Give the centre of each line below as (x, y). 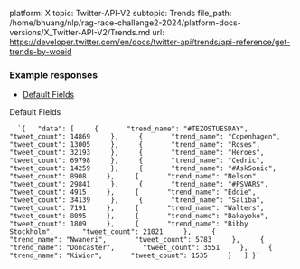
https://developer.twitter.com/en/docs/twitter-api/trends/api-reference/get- (150, 42)
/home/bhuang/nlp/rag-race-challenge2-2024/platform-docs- (125, 23)
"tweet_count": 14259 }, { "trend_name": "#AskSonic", (143, 168)
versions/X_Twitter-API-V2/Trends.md (80, 32)
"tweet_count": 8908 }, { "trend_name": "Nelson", (135, 177)
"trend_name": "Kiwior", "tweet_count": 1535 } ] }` (135, 256)
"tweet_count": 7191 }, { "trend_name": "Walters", (137, 208)
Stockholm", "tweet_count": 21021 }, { (113, 232)
